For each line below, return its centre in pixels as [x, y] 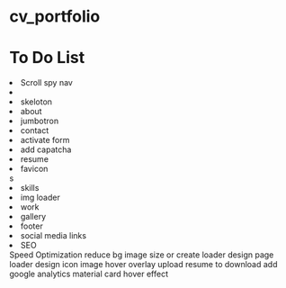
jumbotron [40, 121]
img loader [40, 198]
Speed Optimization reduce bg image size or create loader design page [142, 255]
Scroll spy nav [47, 83]
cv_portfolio [55, 17]
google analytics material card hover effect [89, 274]
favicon [35, 169]
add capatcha [46, 149]
